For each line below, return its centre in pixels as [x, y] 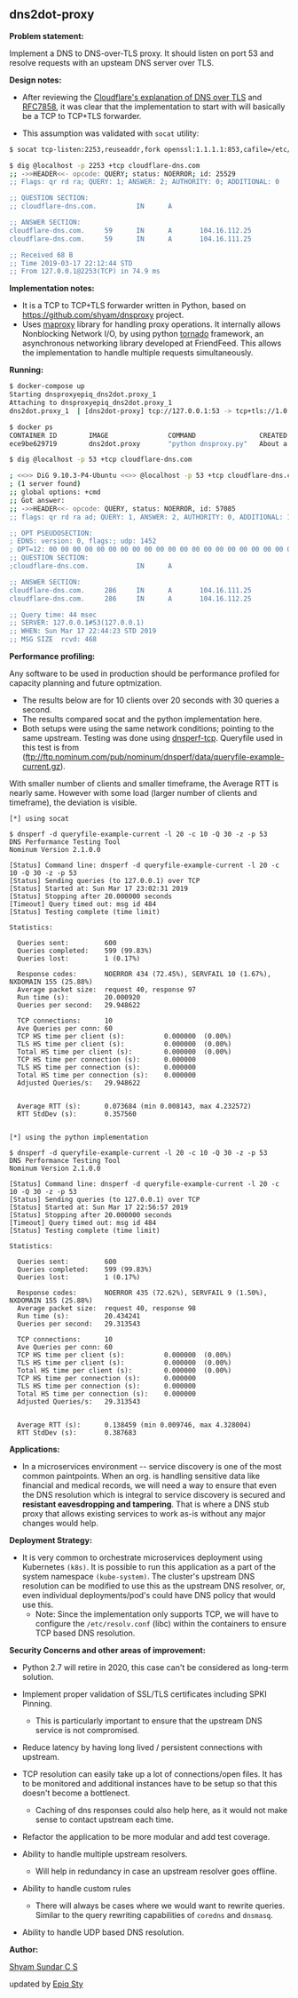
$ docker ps [31, 427]
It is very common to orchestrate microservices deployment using [142, 1557]
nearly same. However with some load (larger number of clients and [133, 793]
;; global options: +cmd [55, 492]
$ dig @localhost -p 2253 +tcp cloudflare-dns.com [105, 165]
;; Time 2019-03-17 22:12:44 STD [71, 263]
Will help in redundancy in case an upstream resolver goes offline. [156, 1871]
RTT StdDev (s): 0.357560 [77, 1114]
